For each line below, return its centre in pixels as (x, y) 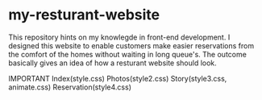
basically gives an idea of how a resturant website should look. (113, 63)
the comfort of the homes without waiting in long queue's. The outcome (128, 54)
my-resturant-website (84, 15)
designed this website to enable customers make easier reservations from (131, 45)
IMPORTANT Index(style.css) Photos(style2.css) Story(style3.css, (118, 78)
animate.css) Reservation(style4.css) (70, 87)
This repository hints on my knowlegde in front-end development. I (119, 37)
